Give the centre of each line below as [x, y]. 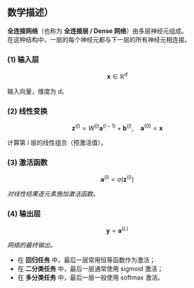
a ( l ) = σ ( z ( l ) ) [117, 179]
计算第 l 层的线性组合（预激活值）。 [57, 142]
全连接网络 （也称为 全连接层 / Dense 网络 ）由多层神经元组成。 [97, 31]
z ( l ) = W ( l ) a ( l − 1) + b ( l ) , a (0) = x [117, 127]
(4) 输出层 [24, 214]
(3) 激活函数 [28, 162]
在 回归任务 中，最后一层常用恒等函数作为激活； [86, 260]
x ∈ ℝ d [117, 76]
